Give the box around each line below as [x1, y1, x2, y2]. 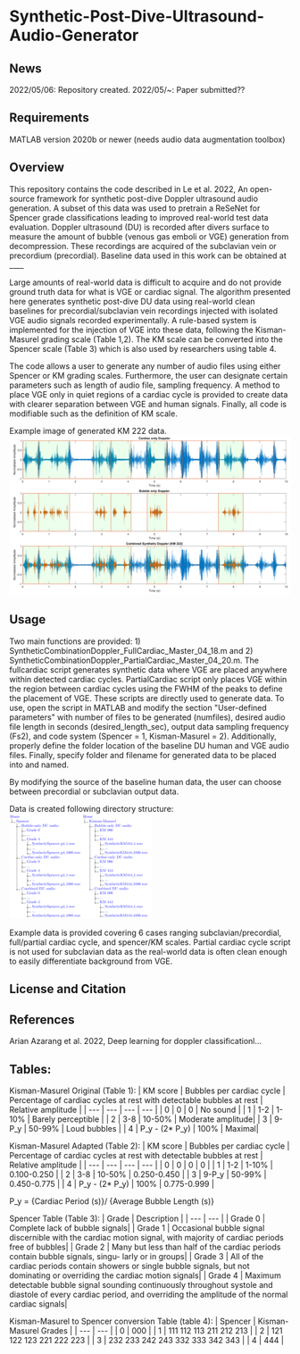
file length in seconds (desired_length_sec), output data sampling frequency [9, 721, 289, 731]
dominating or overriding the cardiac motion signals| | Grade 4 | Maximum [9, 1270, 281, 1281]
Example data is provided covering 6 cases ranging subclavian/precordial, [9, 927, 282, 938]
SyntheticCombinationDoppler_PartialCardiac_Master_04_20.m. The [9, 655, 259, 665]
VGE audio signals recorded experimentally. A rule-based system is [9, 314, 257, 325]
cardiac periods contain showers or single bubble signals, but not [9, 1260, 250, 1271]
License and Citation [9, 982, 127, 997]
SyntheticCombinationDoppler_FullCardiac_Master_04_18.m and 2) [9, 645, 254, 656]
